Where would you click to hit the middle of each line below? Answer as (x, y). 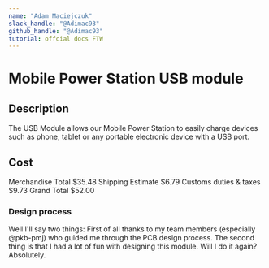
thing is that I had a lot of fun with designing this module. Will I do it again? (133, 246)
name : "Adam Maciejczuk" (50, 16)
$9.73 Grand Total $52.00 (52, 191)
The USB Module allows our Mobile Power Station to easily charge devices (133, 128)
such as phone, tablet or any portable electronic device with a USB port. (129, 137)
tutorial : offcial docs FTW (56, 39)
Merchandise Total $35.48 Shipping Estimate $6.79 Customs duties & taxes (134, 182)
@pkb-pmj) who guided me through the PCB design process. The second (132, 238)
